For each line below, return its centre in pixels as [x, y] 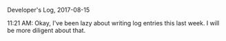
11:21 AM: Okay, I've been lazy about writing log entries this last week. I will [113, 23]
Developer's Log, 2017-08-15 [49, 10]
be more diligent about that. [47, 30]
